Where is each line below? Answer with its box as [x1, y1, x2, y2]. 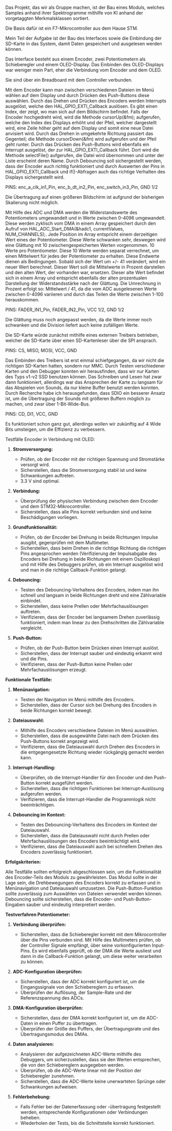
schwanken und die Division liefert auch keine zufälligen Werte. [5, 322, 139, 328]
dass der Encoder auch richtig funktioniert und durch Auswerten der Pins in [5, 163, 165, 169]
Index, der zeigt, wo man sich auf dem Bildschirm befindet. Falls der [5, 109, 149, 114]
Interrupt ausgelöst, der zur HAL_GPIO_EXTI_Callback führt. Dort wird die [5, 147, 159, 153]
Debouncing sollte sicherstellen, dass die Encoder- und [5, 896, 122, 902]
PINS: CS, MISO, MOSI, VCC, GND [5, 348, 77, 353]
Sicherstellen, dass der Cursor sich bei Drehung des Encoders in [20, 702, 157, 708]
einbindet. [20, 598, 42, 604]
